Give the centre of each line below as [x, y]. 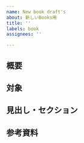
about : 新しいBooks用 [32, 17]
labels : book [23, 29]
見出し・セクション [42, 110]
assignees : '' [24, 34]
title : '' [19, 23]
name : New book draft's [36, 12]
